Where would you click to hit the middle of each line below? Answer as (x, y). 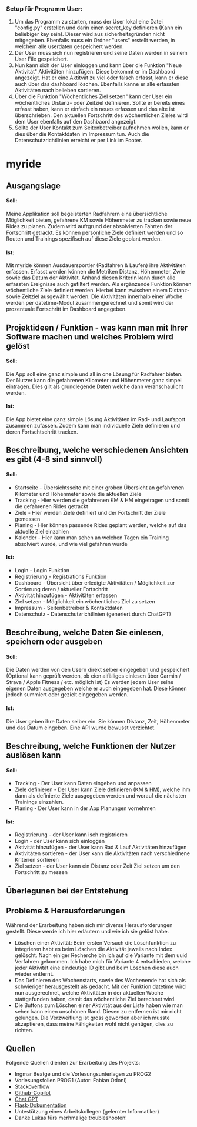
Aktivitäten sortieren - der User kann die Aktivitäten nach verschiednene (102, 853)
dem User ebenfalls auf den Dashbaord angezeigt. (76, 122)
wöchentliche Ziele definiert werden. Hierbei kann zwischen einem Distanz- (98, 291)
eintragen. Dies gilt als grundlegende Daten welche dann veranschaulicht (95, 386)
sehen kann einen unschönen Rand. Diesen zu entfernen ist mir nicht (98, 1011)
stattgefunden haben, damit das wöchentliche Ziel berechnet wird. (95, 999)
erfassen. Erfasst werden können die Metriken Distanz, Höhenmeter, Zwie (96, 272)
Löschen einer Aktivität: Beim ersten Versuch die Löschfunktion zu (95, 942)
